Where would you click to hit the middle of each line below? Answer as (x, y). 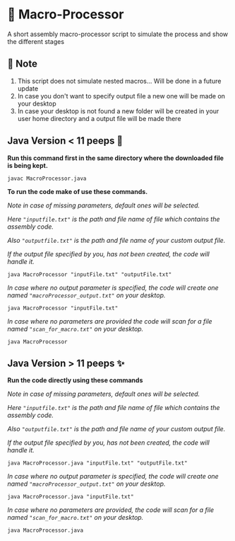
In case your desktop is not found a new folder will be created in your (118, 111)
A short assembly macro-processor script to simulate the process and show (118, 34)
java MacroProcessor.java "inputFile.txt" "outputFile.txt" (98, 463)
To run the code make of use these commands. (78, 191)
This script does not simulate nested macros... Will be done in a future (119, 81)
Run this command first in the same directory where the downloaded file (116, 158)
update (28, 89)
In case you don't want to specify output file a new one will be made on (121, 96)
